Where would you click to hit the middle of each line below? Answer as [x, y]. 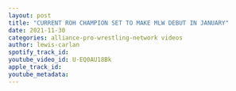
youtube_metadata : [39, 74]
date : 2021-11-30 [37, 30]
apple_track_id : [35, 67]
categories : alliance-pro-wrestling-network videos [95, 38]
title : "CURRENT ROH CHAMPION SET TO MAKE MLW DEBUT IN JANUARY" [118, 23]
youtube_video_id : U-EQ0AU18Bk [60, 60]
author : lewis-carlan [44, 45]
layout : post [30, 15]
